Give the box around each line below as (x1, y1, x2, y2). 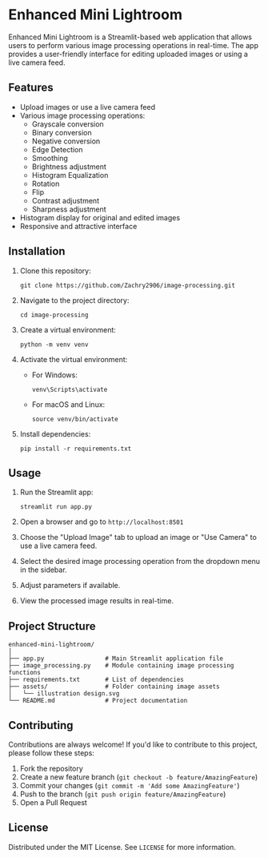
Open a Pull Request (19, 798, 88, 807)
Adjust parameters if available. (19, 581, 121, 590)
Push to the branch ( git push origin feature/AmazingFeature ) (19, 789, 226, 799)
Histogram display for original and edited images (19, 212, 181, 222)
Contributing (8, 719, 74, 732)
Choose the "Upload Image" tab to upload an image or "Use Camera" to (19, 533, 258, 542)
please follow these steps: (8, 748, 94, 758)
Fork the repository (19, 763, 84, 773)
